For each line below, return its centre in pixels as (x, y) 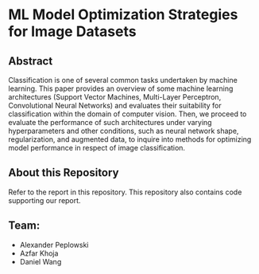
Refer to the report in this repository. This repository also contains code (125, 192)
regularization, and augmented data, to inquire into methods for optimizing (130, 139)
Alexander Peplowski (54, 245)
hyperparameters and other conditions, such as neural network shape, (124, 131)
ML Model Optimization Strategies (123, 15)
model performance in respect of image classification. (97, 148)
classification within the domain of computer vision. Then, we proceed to (128, 114)
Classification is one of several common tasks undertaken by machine (123, 80)
